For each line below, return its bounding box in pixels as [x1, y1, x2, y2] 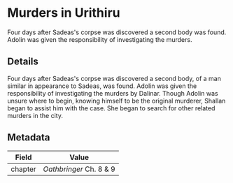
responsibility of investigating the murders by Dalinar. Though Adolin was [7, 89, 218, 97]
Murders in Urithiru [7, 5, 120, 21]
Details [7, 56, 38, 68]
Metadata [7, 131, 50, 144]
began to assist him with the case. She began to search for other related [7, 103, 216, 112]
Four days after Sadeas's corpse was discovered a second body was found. [7, 28, 227, 36]
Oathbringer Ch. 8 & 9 [43, 164, 115, 174]
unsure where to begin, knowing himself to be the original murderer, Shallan [7, 96, 226, 105]
